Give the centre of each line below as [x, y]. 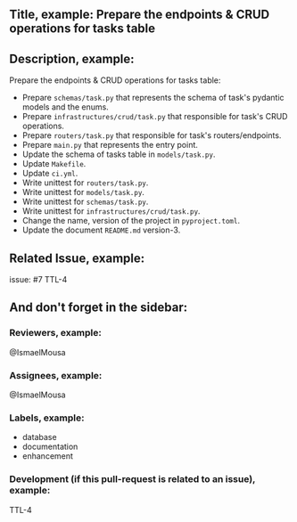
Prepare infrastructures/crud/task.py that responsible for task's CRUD [155, 117]
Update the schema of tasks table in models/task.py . [119, 154]
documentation [50, 447]
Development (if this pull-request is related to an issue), [132, 479]
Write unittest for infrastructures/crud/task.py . [111, 211]
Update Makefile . [54, 164]
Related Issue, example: [77, 258]
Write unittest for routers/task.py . [85, 183]
